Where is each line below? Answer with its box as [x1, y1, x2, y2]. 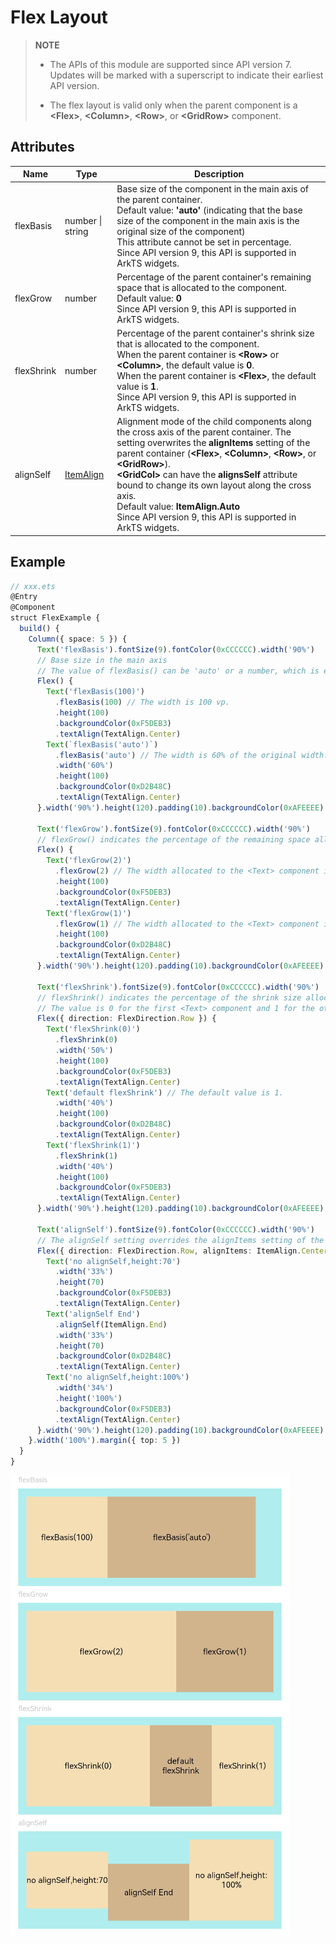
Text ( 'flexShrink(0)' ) [46, 1024, 141, 1035]
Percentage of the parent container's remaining [116, 271, 312, 283]
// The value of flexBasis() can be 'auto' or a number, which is [36, 666, 320, 676]
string [64, 225, 89, 237]
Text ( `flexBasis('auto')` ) [46, 739, 159, 750]
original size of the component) [116, 225, 246, 237]
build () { [19, 624, 60, 634]
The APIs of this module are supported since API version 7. [49, 58, 292, 70]
